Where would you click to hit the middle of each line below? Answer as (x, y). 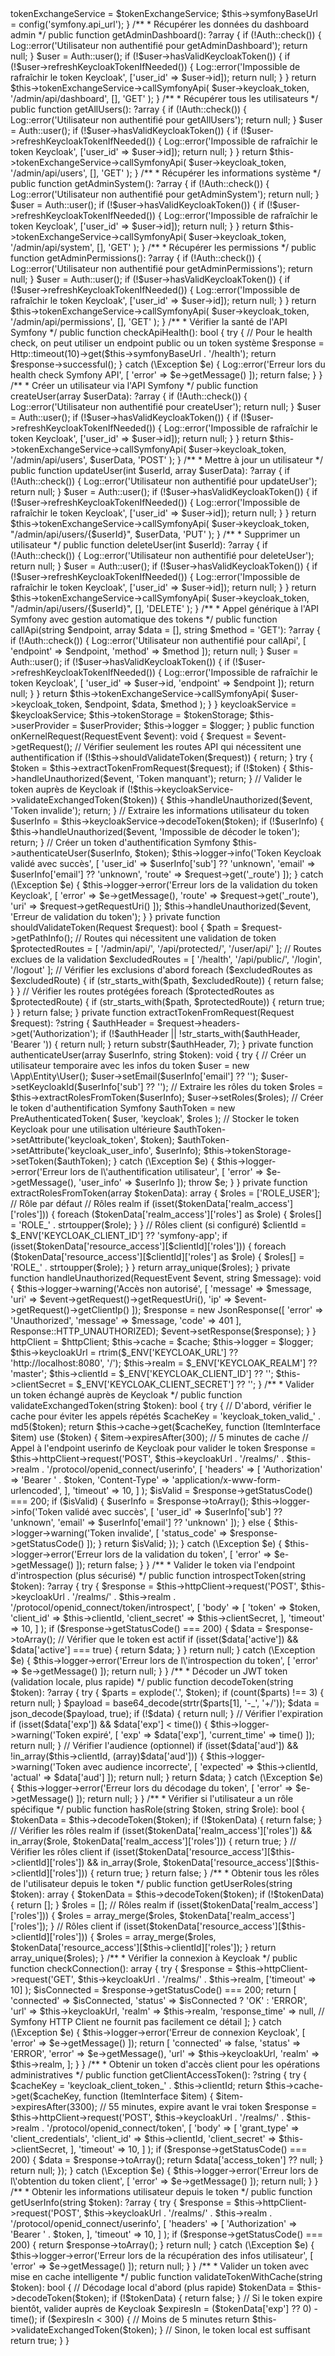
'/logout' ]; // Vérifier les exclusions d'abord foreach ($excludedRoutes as (161, 970)
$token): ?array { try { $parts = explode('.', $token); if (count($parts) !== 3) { (167, 1692)
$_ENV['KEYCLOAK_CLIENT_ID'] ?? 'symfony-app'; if (119, 1235)
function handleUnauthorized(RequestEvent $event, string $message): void (166, 1278)
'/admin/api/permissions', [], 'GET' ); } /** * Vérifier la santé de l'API (149, 321)
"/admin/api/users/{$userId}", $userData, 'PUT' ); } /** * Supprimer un (155, 534)
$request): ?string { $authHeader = (82, 1023)
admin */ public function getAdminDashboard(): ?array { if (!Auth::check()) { (166, 35)
